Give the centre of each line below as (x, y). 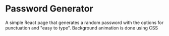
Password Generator (49, 9)
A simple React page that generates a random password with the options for (84, 22)
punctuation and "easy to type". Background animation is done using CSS (81, 27)
